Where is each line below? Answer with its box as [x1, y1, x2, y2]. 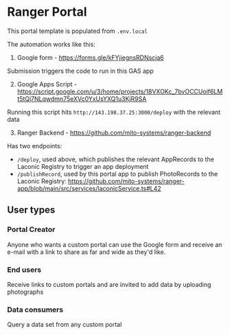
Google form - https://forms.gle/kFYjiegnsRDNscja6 [16, 53, 165, 62]
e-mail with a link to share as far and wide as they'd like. [7, 248, 166, 256]
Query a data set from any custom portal [7, 321, 122, 329]
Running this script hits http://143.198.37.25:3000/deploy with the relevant [7, 108, 221, 116]
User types [7, 204, 56, 216]
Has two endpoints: [7, 141, 62, 150]
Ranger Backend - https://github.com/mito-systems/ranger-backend [16, 128, 211, 137]
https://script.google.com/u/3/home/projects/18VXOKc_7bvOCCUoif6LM [16, 87, 223, 95]
